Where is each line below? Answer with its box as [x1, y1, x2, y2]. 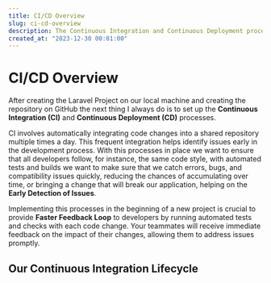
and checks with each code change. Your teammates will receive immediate [8, 221, 261, 231]
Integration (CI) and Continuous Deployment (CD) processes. [8, 113, 216, 123]
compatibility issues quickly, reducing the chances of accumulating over [8, 171, 248, 181]
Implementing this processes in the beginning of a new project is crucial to [8, 204, 256, 214]
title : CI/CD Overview [8, 11, 85, 20]
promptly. [8, 239, 40, 248]
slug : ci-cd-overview [8, 19, 81, 27]
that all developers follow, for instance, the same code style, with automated [8, 154, 262, 164]
